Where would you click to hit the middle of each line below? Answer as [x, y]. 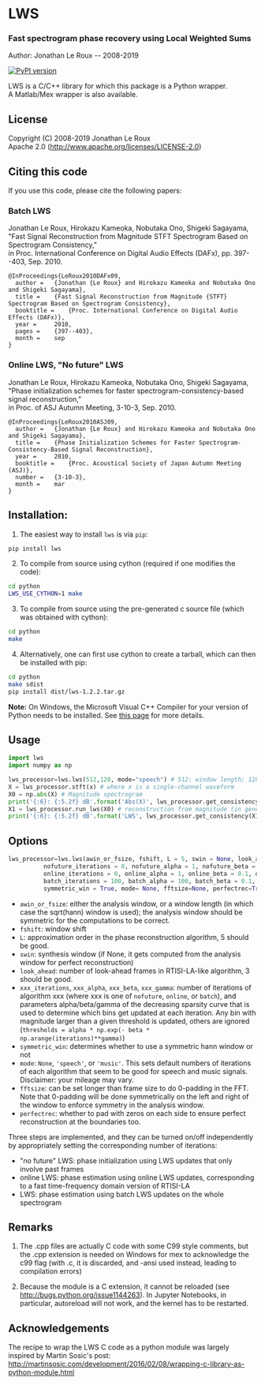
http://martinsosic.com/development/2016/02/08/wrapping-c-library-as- [127, 1364]
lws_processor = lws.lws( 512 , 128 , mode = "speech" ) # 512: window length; [127, 780]
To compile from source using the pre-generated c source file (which [132, 609]
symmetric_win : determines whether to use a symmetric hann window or [136, 1046]
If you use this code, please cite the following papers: [95, 191]
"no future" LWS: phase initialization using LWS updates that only [126, 1160]
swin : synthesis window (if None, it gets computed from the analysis [130, 954]
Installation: [38, 515]
